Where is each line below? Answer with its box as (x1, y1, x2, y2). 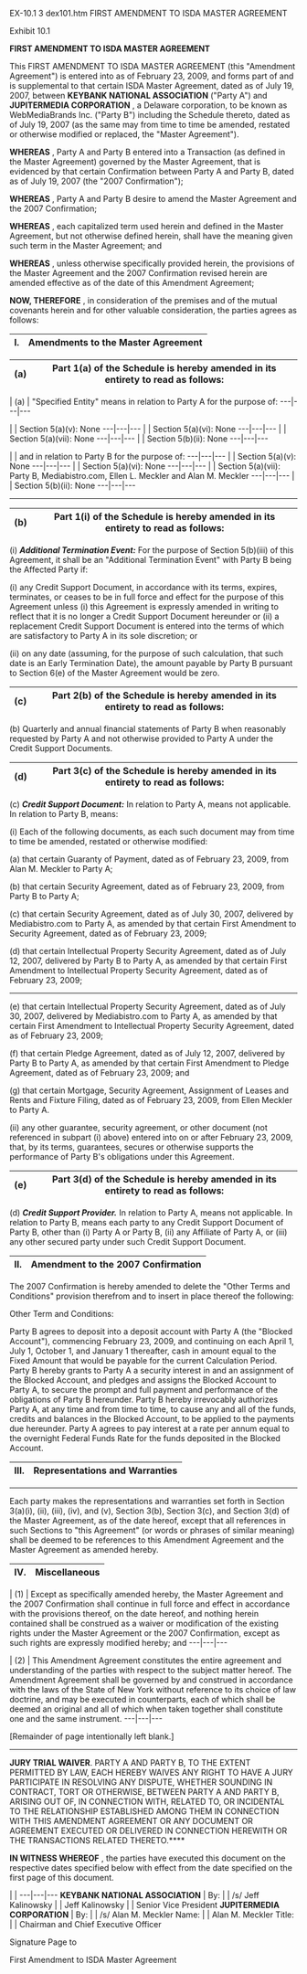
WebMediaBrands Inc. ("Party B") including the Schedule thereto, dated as (9, 110, 291, 120)
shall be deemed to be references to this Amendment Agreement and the (9, 1534, 285, 1545)
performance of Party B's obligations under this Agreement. (9, 1151, 235, 1162)
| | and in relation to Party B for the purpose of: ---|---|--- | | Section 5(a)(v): (9, 451, 297, 462)
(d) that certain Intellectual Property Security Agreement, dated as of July (9, 946, 287, 956)
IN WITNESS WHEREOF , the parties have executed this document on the (9, 1852, 286, 1863)
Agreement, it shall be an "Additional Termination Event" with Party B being (9, 555, 292, 565)
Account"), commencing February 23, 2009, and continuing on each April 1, (9, 1336, 294, 1346)
